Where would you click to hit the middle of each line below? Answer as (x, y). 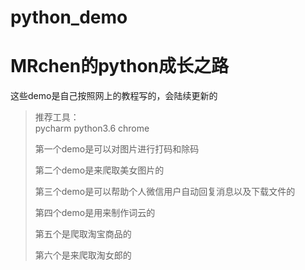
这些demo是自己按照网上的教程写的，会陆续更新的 (114, 96)
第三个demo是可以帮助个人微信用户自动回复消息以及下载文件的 (165, 192)
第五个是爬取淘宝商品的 (83, 234)
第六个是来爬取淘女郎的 (83, 255)
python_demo (69, 17)
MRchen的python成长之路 (119, 66)
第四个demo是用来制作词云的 (95, 213)
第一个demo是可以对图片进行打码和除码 (117, 149)
